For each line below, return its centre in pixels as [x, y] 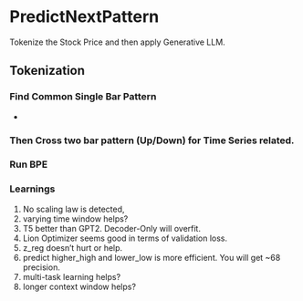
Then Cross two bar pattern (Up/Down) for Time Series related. [152, 140]
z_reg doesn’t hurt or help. [73, 247]
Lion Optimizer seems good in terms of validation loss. [125, 238]
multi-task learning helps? [72, 276]
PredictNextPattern [84, 17]
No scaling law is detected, [73, 209]
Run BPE [29, 164]
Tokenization [47, 71]
